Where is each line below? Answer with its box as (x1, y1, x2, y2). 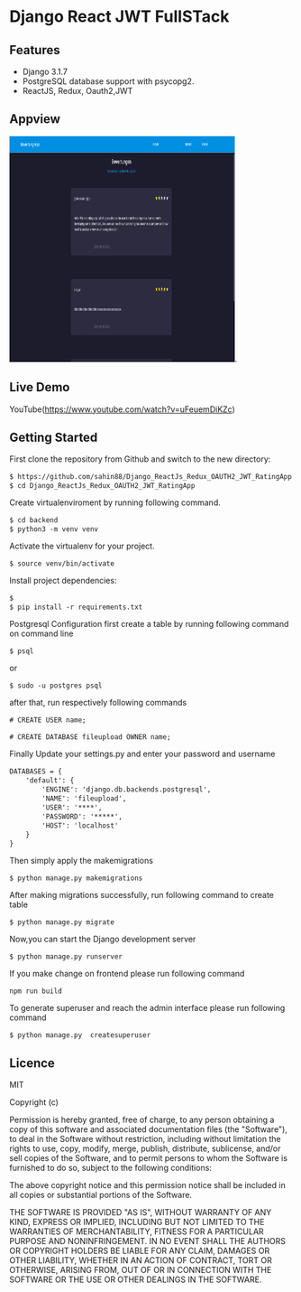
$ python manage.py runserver (9, 952, 123, 961)
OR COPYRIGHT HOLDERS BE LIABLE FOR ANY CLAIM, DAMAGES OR (9, 1245, 270, 1257)
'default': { (25, 776, 75, 785)
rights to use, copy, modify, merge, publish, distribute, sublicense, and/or (9, 1143, 281, 1154)
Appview (9, 111, 61, 127)
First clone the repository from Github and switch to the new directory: (9, 454, 271, 464)
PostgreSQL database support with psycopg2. (22, 76, 195, 87)
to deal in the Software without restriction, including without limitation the (9, 1134, 281, 1145)
